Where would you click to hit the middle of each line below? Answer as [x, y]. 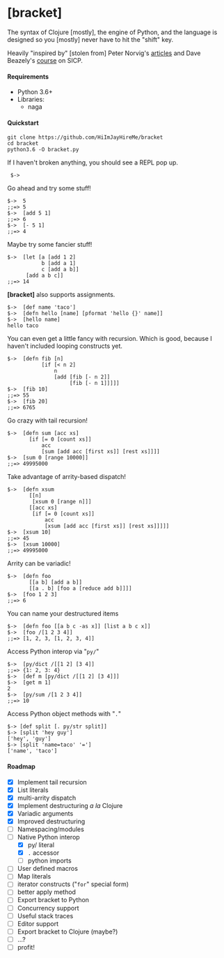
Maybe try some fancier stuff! [50, 245]
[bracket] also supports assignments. [61, 295]
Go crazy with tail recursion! [48, 420]
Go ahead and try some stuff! [49, 188]
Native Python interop [48, 837]
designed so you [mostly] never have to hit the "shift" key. [90, 39]
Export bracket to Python [53, 900]
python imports [49, 861]
